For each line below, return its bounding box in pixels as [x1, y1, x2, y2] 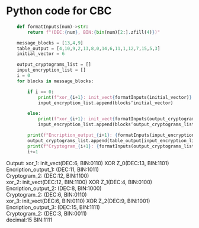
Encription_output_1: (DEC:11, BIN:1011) [6, 166, 99, 173]
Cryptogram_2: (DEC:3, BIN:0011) [6, 210, 87, 217]
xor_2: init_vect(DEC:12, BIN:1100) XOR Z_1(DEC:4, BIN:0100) [6, 178, 153, 185]
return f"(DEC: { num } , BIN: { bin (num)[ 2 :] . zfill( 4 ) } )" [27, 29, 161, 35]
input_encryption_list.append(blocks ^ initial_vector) [37, 99, 174, 106]
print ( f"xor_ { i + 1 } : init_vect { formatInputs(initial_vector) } [37, 94, 192, 100]
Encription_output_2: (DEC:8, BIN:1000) [6, 185, 102, 192]
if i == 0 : [27, 89, 54, 95]
